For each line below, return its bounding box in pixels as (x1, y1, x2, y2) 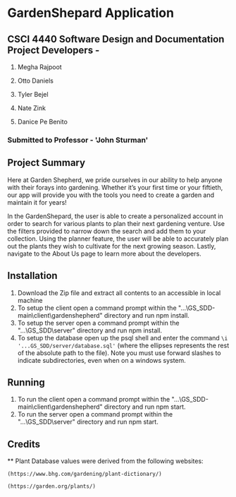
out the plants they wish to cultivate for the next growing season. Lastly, (7, 241, 216, 250)
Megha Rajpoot (17, 63, 62, 71)
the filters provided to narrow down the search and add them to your (7, 227, 206, 235)
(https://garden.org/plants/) (7, 483, 97, 490)
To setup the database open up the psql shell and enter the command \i (17, 333, 228, 342)
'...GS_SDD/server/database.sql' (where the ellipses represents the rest (17, 341, 230, 349)
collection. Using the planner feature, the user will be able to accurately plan (7, 234, 229, 243)
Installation (7, 270, 58, 282)
